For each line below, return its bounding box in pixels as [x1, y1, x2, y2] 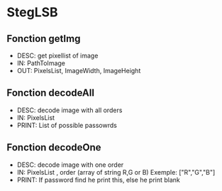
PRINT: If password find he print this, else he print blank [16, 175, 180, 184]
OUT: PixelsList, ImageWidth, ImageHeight [16, 67, 141, 75]
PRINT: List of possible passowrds [16, 121, 118, 129]
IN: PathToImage [16, 59, 65, 67]
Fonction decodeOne [6, 141, 101, 153]
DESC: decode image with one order [16, 160, 124, 169]
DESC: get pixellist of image [16, 51, 99, 60]
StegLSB [6, 4, 58, 21]
